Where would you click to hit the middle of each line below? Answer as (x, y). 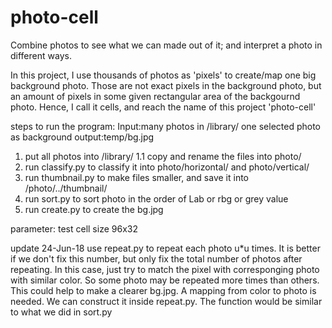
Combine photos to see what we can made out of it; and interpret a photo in (166, 45)
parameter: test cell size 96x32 (74, 228)
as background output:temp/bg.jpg (82, 137)
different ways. (41, 55)
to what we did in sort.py (61, 312)
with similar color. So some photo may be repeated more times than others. (165, 280)
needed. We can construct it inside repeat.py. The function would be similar (166, 301)
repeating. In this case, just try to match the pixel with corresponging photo (165, 269)
